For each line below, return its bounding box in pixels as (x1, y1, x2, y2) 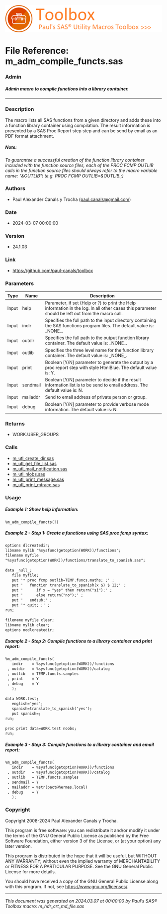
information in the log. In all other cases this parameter (45, 305, 157, 311)
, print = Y (7, 676, 39, 681)
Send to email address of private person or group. (45, 394, 147, 400)
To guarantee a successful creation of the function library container (5, 157, 145, 163)
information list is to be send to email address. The (45, 382, 148, 388)
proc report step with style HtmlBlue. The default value (45, 365, 157, 370)
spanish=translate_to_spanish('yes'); (11, 706, 92, 711)
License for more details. (5, 868, 56, 875)
